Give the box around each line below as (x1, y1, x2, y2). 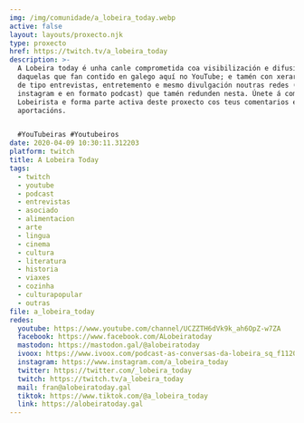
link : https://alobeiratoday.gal (17, 399, 144, 409)
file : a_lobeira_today (9, 307, 95, 316)
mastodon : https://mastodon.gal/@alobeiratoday (17, 341, 201, 350)
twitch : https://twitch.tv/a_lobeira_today (17, 374, 184, 383)
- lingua (17, 231, 51, 240)
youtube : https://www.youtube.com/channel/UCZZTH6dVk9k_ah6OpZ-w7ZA (17, 323, 281, 333)
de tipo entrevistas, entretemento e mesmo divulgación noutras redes (17, 81, 290, 90)
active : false (9, 22, 63, 31)
